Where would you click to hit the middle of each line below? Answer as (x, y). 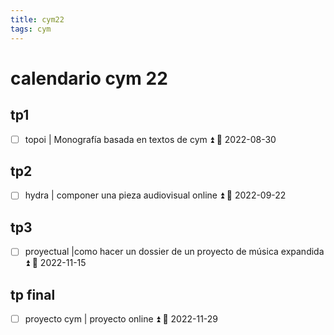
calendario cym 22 (89, 78)
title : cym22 (37, 19)
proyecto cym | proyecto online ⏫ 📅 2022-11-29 (121, 319)
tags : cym (31, 29)
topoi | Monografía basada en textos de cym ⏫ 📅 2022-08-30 (150, 139)
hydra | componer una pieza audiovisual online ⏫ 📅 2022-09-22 (155, 195)
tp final (33, 294)
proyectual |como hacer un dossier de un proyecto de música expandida (174, 252)
